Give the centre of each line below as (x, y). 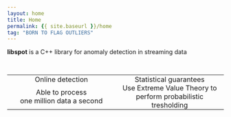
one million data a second (62, 101)
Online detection (61, 79)
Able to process (62, 92)
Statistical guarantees (169, 79)
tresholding (169, 105)
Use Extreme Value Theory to (170, 88)
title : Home (24, 20)
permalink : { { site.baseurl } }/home (59, 26)
